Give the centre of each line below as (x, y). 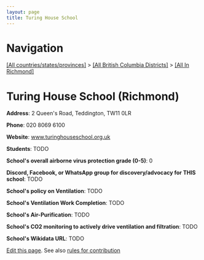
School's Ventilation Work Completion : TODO (65, 203)
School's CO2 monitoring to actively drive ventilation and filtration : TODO (102, 227)
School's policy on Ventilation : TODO (55, 191)
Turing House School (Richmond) (93, 96)
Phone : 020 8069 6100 (36, 125)
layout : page (23, 12)
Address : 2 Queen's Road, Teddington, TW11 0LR (69, 113)
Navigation (35, 48)
